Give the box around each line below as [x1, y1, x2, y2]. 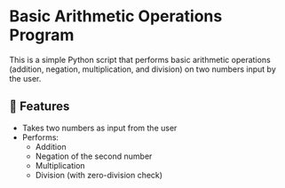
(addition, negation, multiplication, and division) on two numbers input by [9, 64, 277, 74]
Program [9, 25, 75, 45]
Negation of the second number [35, 151, 153, 161]
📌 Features [9, 99, 70, 114]
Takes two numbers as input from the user [21, 122, 178, 133]
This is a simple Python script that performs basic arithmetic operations [9, 54, 271, 65]
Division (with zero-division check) [35, 169, 162, 180]
